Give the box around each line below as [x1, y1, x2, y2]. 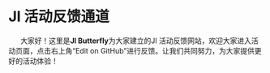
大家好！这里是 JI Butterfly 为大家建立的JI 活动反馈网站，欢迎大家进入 [19, 36, 251, 45]
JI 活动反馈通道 [8, 7, 109, 26]
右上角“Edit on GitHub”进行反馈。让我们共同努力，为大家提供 [50, 45, 255, 55]
